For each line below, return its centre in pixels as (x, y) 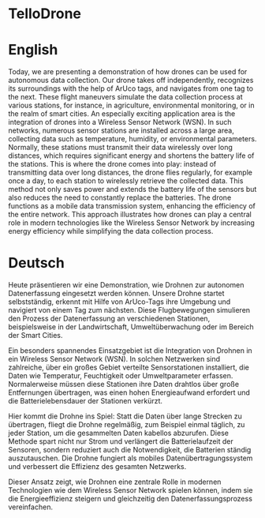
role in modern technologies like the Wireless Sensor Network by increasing (131, 223)
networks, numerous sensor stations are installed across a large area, (121, 130)
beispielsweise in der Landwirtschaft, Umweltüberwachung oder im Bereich (131, 327)
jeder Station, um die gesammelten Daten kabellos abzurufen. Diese (118, 433)
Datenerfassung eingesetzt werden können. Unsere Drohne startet (116, 294)
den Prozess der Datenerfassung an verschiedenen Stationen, (109, 319)
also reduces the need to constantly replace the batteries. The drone (120, 197)
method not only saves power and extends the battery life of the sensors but (132, 190)
